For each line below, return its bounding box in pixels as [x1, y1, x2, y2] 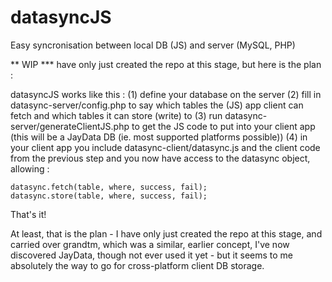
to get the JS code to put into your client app [131, 120, 316, 132]
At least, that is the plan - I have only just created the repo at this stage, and [10, 227, 323, 240]
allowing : [10, 162, 50, 175]
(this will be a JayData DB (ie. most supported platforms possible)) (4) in [10, 131, 308, 143]
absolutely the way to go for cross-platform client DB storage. [10, 259, 265, 271]
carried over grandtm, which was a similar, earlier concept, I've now [10, 238, 290, 250]
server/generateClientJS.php [10, 120, 130, 132]
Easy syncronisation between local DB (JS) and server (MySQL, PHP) [10, 39, 296, 51]
